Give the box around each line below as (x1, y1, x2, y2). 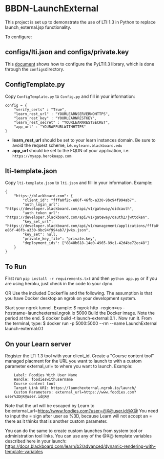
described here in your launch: (5, 438, 67, 444)
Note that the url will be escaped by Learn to (5, 403, 95, 409)
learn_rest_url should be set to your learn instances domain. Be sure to (12, 137, 156, 143)
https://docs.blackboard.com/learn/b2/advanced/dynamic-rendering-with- (5, 443, 156, 449)
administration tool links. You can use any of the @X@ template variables (5, 433, 152, 438)
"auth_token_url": (22, 211, 60, 216)
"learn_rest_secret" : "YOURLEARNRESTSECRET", (14, 120, 110, 125)
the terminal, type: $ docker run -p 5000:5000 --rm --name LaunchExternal (5, 321, 158, 326)
